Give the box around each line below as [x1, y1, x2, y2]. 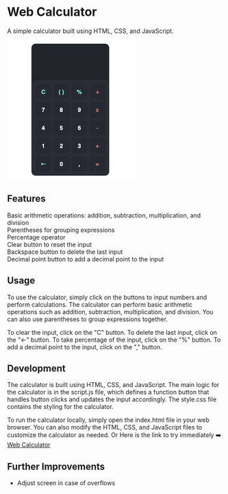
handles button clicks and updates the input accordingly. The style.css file [7, 395, 217, 403]
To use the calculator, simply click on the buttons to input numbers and [7, 293, 207, 301]
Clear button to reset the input [7, 240, 92, 248]
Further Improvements [7, 460, 105, 472]
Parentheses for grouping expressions [7, 226, 115, 234]
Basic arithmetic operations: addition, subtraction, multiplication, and [7, 211, 201, 220]
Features [7, 193, 46, 204]
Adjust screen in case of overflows [16, 479, 116, 487]
